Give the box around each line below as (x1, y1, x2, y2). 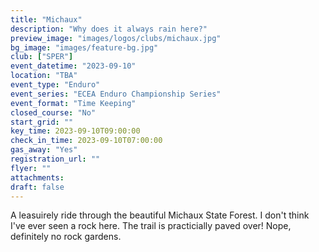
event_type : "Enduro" (10, 80, 101, 90)
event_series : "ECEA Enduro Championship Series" (10, 89, 222, 99)
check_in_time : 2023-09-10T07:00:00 (10, 136, 163, 146)
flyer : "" (10, 163, 52, 173)
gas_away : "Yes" (10, 145, 78, 155)
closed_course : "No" (10, 107, 97, 118)
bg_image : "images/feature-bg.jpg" (10, 42, 159, 53)
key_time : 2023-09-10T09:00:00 (10, 126, 141, 136)
